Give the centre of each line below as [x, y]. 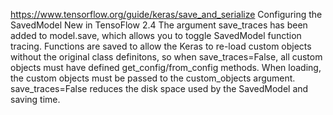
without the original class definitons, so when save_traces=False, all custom [166, 57]
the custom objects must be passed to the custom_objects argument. [153, 78]
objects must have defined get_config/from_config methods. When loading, [166, 67]
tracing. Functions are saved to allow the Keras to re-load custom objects [161, 46]
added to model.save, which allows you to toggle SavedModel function [156, 35]
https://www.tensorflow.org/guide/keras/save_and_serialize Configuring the [166, 14]
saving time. [35, 99]
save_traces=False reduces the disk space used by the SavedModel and [159, 88]
